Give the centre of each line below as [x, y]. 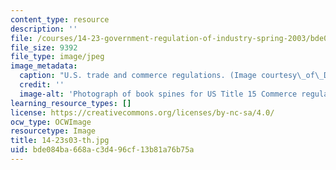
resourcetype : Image [53, 131]
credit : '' [42, 85]
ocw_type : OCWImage [51, 122]
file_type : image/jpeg [57, 57]
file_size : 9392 [44, 47]
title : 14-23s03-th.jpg [60, 141]
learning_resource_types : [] [71, 103]
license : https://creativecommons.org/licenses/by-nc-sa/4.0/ [142, 112]
